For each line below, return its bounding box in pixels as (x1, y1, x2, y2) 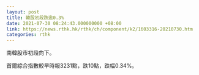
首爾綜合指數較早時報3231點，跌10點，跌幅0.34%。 (6, 62, 138, 70)
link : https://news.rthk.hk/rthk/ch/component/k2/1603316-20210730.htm (6, 26, 193, 32)
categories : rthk (6, 32, 51, 38)
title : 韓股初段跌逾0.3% (6, 15, 64, 21)
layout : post (6, 9, 40, 15)
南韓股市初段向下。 (6, 49, 55, 57)
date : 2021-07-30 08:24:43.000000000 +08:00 (6, 20, 122, 26)
